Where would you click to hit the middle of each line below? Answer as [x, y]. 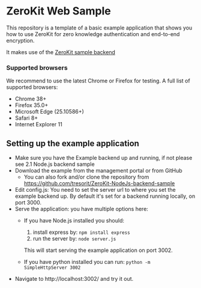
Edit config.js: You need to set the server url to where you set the [95, 190]
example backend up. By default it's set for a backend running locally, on [105, 196]
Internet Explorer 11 [39, 124]
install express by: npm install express [81, 232]
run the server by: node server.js [74, 239]
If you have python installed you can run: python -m [87, 262]
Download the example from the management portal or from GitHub [99, 171]
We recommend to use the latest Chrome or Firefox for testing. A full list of [98, 81]
